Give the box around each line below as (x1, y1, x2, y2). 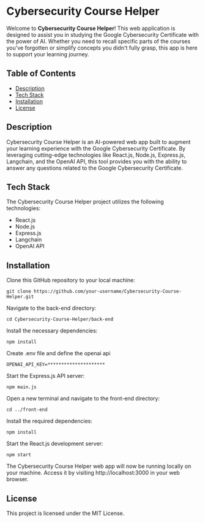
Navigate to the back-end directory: (6, 304, 97, 312)
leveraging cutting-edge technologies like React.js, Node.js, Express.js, (6, 151, 185, 159)
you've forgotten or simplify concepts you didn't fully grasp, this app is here (6, 44, 198, 51)
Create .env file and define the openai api (6, 350, 111, 357)
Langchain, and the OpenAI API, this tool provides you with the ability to (6, 157, 187, 165)
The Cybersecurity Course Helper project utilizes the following (6, 198, 164, 206)
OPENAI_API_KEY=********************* (6, 361, 105, 368)
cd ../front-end (6, 407, 48, 413)
